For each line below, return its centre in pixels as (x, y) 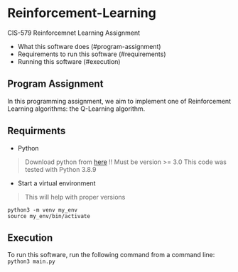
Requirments (37, 131)
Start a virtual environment (56, 183)
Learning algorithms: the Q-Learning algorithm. (76, 109)
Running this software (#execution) (69, 61)
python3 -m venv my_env (43, 210)
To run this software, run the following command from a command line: (111, 255)
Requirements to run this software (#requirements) (92, 54)
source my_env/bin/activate (49, 216)
